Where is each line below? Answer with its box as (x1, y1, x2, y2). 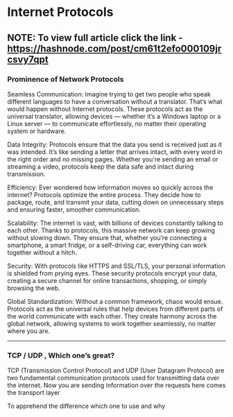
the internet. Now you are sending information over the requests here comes (7, 381, 226, 389)
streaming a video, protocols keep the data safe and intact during (7, 162, 194, 171)
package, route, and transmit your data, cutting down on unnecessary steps (7, 198, 224, 206)
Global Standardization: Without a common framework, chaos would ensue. (7, 297, 223, 305)
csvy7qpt (7, 53, 49, 65)
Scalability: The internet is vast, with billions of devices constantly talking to (7, 219, 223, 227)
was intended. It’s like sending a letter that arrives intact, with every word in (7, 147, 223, 156)
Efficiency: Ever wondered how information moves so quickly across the (7, 183, 214, 192)
